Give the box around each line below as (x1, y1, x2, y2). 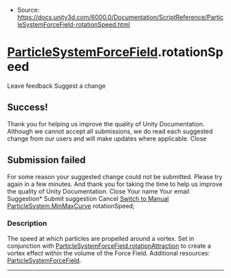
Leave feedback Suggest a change (7, 82, 106, 90)
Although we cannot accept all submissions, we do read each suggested (7, 127, 213, 135)
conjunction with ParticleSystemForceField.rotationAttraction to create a (7, 242, 212, 250)
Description (7, 219, 47, 229)
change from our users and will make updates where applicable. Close (7, 134, 207, 143)
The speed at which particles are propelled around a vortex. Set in (7, 234, 195, 242)
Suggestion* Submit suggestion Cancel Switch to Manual (7, 194, 169, 202)
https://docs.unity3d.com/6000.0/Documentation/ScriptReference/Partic (16, 13, 224, 21)
